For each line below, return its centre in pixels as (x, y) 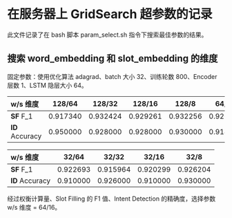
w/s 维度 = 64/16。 (34, 207)
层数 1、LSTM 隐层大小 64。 (47, 85)
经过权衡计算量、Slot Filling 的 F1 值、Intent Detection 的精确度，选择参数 (112, 199)
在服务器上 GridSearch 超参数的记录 (110, 14)
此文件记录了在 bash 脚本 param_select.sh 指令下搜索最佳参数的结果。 (107, 35)
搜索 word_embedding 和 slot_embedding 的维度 (113, 58)
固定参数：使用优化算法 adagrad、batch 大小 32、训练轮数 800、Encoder (112, 76)
